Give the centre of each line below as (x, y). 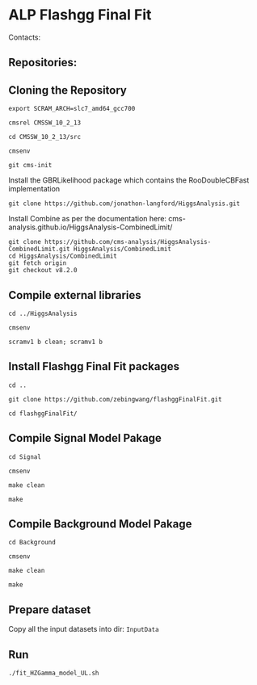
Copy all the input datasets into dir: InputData (84, 629)
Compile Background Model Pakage (100, 524)
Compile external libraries (75, 295)
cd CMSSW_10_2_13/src (45, 137)
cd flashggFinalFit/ (43, 414)
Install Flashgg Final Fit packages (94, 366)
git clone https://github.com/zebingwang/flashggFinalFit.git (115, 399)
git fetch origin (38, 263)
